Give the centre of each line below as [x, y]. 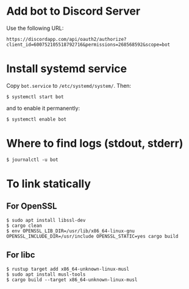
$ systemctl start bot [35, 97]
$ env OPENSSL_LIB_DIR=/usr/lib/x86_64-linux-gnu [71, 231]
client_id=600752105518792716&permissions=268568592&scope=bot [88, 45]
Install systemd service [66, 69]
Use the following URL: [35, 28]
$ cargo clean [24, 226]
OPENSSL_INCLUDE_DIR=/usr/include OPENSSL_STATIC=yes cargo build [92, 236]
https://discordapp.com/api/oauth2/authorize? [66, 39]
